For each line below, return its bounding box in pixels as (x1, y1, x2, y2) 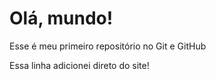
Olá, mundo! (9, 7, 114, 30)
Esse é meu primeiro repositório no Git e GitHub (9, 40, 207, 52)
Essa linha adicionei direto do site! (9, 59, 150, 71)
